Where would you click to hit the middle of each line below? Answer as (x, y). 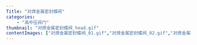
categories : (21, 17)
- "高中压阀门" (33, 22)
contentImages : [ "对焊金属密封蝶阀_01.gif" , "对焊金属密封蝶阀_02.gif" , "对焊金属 (98, 33)
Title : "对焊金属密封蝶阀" (35, 11)
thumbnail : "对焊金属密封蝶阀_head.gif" (52, 28)
